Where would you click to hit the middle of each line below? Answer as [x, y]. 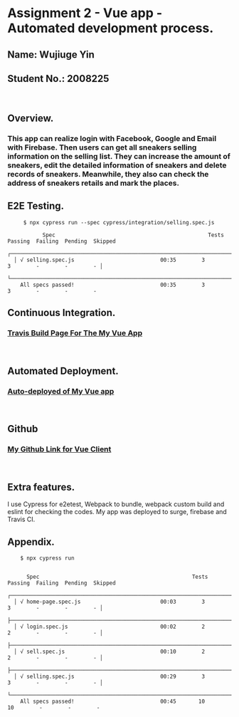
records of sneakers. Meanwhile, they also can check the [108, 174]
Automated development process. [111, 28]
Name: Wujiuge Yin [51, 54]
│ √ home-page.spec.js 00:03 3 [109, 602]
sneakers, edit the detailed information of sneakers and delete [117, 165]
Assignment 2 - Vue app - [85, 13]
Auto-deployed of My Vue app [61, 391]
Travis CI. [21, 519]
